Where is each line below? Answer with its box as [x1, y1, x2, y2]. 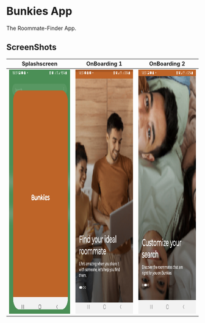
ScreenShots [6, 42, 57, 53]
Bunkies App [6, 4, 73, 18]
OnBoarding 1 [86, 60, 123, 68]
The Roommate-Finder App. [6, 24, 77, 32]
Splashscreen [21, 60, 58, 68]
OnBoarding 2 [149, 60, 185, 68]
